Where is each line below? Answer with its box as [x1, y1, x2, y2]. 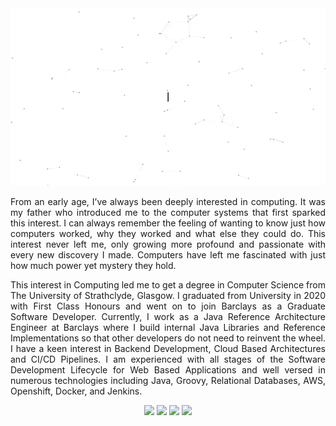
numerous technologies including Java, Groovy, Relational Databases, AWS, [10, 374, 326, 386]
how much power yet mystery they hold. [10, 259, 177, 271]
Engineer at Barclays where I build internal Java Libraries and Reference [10, 321, 326, 333]
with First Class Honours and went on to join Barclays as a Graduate [10, 300, 326, 312]
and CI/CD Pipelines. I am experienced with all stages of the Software [10, 353, 326, 365]
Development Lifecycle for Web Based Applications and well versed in [10, 363, 326, 376]
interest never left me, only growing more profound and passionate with [10, 238, 326, 250]
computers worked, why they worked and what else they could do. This [10, 227, 326, 239]
